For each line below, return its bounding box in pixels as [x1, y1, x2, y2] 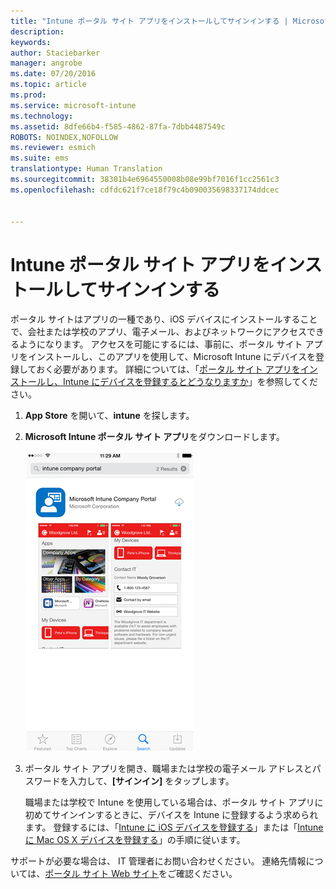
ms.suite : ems [10, 153, 70, 164]
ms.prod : [10, 90, 47, 100]
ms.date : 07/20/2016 [10, 69, 97, 79]
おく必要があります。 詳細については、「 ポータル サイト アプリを [36, 363, 301, 375]
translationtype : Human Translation [10, 164, 163, 174]
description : [10, 26, 65, 37]
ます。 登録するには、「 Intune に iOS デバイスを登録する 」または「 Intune [24, 821, 324, 834]
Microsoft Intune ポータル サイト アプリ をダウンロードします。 [24, 431, 285, 443]
